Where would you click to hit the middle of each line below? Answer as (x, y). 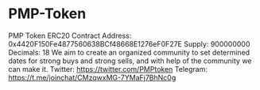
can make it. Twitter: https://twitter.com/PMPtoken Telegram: (108, 69)
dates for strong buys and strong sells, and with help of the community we (130, 61)
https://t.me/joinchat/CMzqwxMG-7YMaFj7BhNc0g (92, 77)
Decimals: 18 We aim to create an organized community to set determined (129, 52)
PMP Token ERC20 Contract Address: (70, 36)
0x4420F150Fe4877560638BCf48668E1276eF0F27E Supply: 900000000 (129, 43)
